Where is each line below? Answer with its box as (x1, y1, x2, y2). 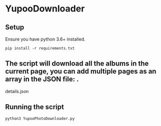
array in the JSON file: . (5, 75, 79, 83)
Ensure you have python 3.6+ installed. (5, 36, 86, 42)
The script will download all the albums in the (5, 59, 149, 68)
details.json (5, 88, 29, 94)
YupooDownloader (5, 3, 85, 14)
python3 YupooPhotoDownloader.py (5, 116, 75, 121)
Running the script (5, 103, 64, 111)
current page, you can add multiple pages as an (5, 67, 156, 75)
